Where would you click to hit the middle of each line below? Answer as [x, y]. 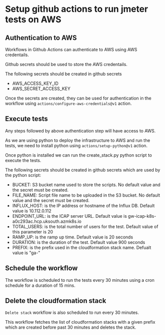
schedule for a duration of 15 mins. [40, 285]
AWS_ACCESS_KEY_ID [35, 83]
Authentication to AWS [41, 38]
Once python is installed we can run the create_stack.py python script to [79, 155]
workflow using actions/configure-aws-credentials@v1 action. [68, 103]
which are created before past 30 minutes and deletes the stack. [71, 327]
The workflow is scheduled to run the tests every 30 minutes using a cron [80, 280]
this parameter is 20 [33, 232]
